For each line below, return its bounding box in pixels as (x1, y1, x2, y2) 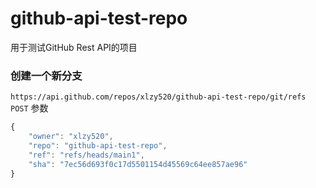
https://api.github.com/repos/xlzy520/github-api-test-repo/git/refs (10, 92, 307, 102)
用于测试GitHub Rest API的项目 (10, 41, 138, 53)
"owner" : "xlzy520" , (28, 132, 114, 142)
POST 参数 (10, 102, 49, 114)
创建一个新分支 (10, 68, 83, 82)
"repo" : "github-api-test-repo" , (28, 140, 168, 151)
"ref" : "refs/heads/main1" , (28, 150, 145, 160)
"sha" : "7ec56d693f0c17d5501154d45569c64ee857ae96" (28, 159, 248, 169)
